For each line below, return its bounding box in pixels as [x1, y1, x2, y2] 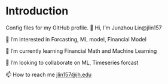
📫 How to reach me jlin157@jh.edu [5, 71, 92, 78]
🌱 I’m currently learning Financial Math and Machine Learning [5, 47, 157, 55]
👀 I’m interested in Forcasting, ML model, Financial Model [5, 35, 147, 43]
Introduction [5, 4, 69, 18]
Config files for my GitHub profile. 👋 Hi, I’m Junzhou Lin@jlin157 [5, 24, 162, 31]
